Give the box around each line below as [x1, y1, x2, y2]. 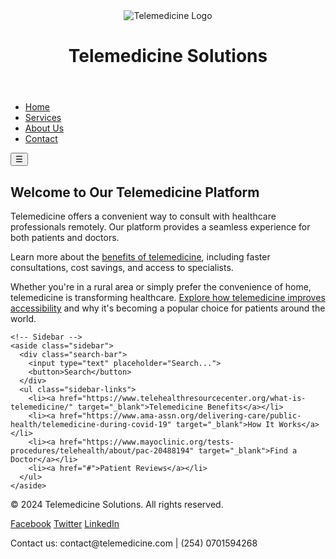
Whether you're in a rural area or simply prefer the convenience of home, [10, 281, 312, 293]
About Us [24, 122, 65, 134]
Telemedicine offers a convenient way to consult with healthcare [10, 210, 277, 222]
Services [24, 112, 62, 124]
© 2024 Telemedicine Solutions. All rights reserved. [10, 499, 224, 510]
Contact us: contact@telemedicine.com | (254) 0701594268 [10, 537, 258, 549]
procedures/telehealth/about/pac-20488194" [10, 446, 195, 456]
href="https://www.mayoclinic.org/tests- [59, 437, 235, 447]
